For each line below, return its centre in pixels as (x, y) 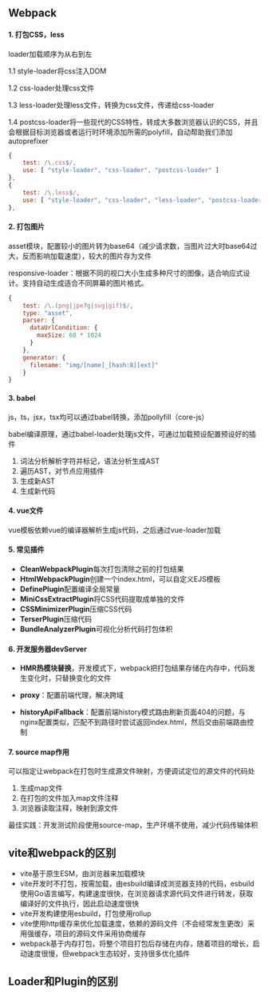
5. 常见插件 (26, 550)
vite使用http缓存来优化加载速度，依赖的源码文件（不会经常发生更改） (134, 924)
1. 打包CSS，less (37, 34)
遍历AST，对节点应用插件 (62, 470)
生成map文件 (41, 788)
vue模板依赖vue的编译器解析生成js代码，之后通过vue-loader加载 (114, 530)
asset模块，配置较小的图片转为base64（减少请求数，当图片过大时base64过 (133, 246)
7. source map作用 (39, 752)
